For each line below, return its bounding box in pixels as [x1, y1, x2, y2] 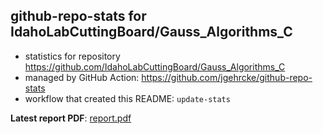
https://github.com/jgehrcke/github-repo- [141, 71, 313, 83]
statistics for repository [24, 50, 121, 62]
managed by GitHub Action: [24, 71, 140, 83]
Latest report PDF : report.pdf [10, 112, 132, 124]
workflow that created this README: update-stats [24, 92, 231, 104]
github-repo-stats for [10, 8, 147, 25]
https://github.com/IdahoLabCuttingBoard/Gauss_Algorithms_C [24, 60, 286, 73]
